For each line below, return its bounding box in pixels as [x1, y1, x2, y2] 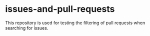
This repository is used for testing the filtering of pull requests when [5, 20, 145, 26]
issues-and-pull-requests [5, 3, 115, 15]
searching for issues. [5, 25, 48, 31]
